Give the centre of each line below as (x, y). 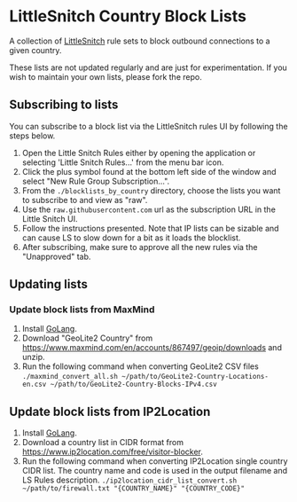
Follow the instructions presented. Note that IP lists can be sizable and (150, 228)
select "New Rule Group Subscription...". (96, 181)
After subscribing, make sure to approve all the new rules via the (140, 247)
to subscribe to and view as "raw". (85, 200)
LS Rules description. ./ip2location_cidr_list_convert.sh (129, 480)
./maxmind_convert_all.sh (70, 377)
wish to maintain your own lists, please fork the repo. (106, 76)
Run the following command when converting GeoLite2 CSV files (140, 366)
